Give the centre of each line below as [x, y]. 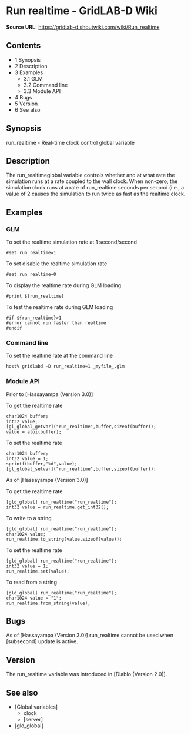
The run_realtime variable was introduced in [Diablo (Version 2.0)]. [87, 674]
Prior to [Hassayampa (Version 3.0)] [50, 394]
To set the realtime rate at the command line [60, 356]
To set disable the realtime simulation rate [57, 264]
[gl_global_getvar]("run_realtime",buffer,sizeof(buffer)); [81, 427]
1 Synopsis [28, 59]
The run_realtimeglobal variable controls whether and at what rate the [91, 175]
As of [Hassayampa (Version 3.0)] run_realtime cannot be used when [90, 635]
